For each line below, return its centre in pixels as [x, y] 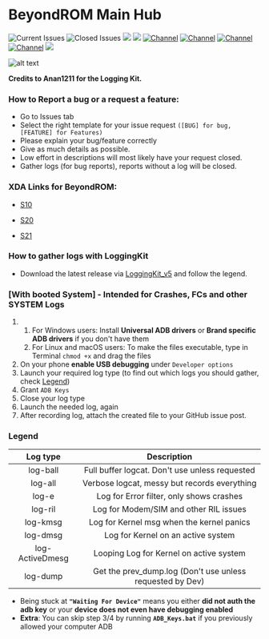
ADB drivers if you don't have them [90, 339]
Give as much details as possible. [75, 149]
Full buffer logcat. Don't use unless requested [169, 470]
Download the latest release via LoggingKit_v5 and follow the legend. [134, 273]
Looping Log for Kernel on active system [169, 553]
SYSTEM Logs [37, 304]
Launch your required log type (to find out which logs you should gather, [139, 373]
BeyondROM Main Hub [85, 15]
